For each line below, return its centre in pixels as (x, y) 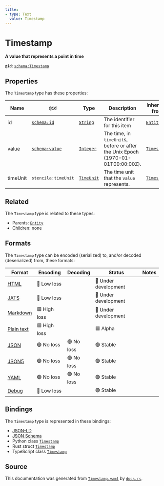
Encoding (50, 272)
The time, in (117, 133)
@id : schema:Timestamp (27, 66)
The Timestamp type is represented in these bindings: (58, 421)
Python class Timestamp (36, 441)
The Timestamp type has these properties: (46, 93)
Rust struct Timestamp (33, 446)
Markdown (20, 313)
